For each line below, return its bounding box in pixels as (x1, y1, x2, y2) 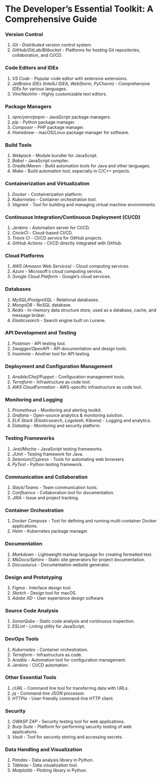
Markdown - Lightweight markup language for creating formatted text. (12, 551, 153, 557)
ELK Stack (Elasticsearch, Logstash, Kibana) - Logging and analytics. (12, 418, 152, 423)
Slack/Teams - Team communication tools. (12, 485, 98, 490)
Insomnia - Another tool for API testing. (12, 351, 91, 357)
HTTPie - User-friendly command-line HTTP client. (12, 695, 114, 701)
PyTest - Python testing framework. (12, 461, 83, 467)
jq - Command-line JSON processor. (12, 690, 85, 696)
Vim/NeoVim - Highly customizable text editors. (12, 91, 108, 97)
